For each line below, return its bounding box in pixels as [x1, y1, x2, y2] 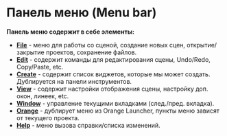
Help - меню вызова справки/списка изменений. [16, 121, 160, 129]
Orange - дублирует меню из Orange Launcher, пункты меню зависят [16, 106, 220, 115]
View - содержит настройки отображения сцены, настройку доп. [16, 84, 208, 93]
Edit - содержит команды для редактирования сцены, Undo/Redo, [16, 55, 211, 63]
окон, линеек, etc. [16, 91, 69, 100]
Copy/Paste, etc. [16, 63, 64, 71]
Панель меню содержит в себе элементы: [6, 27, 135, 36]
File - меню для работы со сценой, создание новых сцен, [16, 41, 186, 49]
